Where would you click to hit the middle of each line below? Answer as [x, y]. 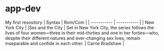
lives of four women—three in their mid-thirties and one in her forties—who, [82, 33]
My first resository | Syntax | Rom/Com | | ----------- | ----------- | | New [80, 22]
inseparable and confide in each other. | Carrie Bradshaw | [65, 43]
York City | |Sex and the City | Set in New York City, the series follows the [80, 27]
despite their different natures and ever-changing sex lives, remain [73, 38]
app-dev [23, 9]
